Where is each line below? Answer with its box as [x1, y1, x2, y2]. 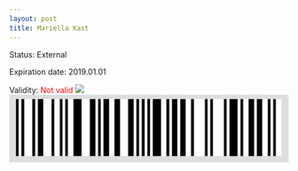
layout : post [9, 14, 58, 23]
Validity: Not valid [9, 84, 74, 95]
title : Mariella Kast [9, 23, 90, 33]
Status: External [9, 49, 67, 59]
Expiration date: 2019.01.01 [9, 66, 106, 77]
